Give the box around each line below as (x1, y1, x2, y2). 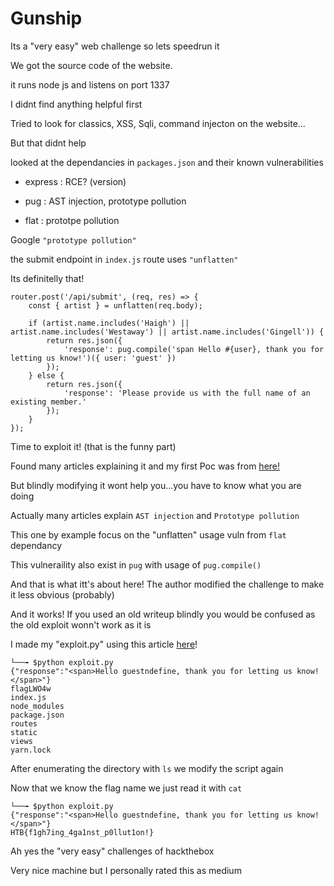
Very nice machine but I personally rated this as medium (10, 864, 242, 876)
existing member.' (10, 397, 87, 407)
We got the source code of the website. (10, 59, 173, 71)
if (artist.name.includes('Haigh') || (28, 318, 190, 328)
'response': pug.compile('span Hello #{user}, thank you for (63, 344, 325, 354)
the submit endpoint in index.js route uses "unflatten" (10, 253, 239, 265)
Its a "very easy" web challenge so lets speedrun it (10, 40, 220, 52)
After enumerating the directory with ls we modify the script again (10, 762, 284, 774)
